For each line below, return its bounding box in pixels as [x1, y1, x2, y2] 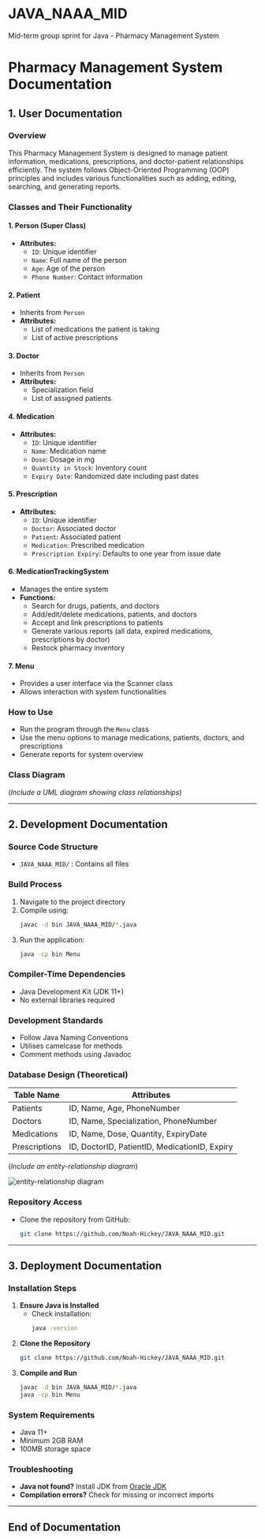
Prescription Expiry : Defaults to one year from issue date [31, 549, 222, 558]
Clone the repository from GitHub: [19, 1215, 130, 1224]
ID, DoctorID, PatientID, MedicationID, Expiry [69, 1141, 233, 1152]
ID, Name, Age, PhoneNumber [69, 1103, 181, 1114]
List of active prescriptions [31, 333, 118, 343]
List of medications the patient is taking [31, 324, 160, 334]
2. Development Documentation [8, 818, 168, 831]
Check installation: [31, 1309, 92, 1319]
